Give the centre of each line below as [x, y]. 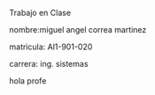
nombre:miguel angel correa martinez [78, 29]
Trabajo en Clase [40, 13]
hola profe [28, 81]
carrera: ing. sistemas [49, 64]
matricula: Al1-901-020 [51, 47]
